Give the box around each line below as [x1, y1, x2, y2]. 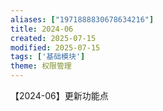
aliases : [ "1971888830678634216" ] [10, 14, 155, 25]
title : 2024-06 [10, 24, 74, 34]
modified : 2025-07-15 [10, 42, 101, 53]
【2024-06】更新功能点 [10, 90, 109, 101]
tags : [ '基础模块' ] [10, 52, 86, 62]
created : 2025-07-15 [10, 33, 97, 43]
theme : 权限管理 [10, 61, 72, 71]
